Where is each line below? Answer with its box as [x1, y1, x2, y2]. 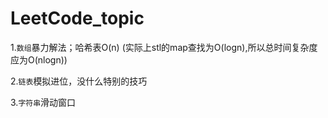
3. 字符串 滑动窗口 [10, 96, 77, 108]
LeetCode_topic [10, 7, 145, 30]
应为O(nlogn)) [10, 53, 68, 66]
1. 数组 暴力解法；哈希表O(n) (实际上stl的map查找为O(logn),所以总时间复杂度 [10, 41, 318, 53]
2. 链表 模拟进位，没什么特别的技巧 [10, 75, 148, 87]
